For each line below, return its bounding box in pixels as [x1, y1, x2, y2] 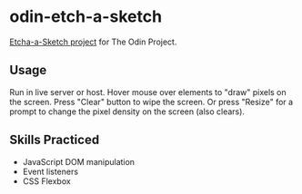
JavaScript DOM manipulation [22, 156, 135, 167]
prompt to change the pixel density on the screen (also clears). [9, 106, 246, 117]
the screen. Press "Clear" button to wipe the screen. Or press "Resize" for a [9, 96, 294, 107]
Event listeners [22, 166, 79, 177]
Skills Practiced [9, 132, 100, 148]
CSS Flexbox [22, 175, 71, 187]
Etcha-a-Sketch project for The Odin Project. [9, 36, 177, 47]
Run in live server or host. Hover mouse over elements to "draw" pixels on [9, 86, 287, 97]
